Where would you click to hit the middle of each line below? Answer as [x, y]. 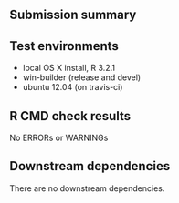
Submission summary [73, 15]
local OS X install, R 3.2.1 [69, 68]
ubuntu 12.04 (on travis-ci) [73, 87]
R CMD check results [70, 116]
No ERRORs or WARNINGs [59, 138]
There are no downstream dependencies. [87, 188]
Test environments [64, 46]
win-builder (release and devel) [82, 77]
